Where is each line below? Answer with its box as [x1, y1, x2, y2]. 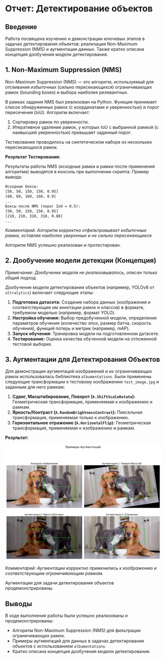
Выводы [5, 599, 32, 608]
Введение [5, 23, 38, 31]
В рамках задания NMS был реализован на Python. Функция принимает [5, 99, 157, 105]
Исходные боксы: [5, 184, 39, 189]
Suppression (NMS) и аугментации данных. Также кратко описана [5, 46, 145, 52]
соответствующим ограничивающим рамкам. [5, 571, 104, 577]
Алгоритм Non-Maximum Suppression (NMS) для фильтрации [12, 627, 141, 633]
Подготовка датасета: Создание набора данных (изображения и [12, 299, 151, 305]
